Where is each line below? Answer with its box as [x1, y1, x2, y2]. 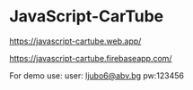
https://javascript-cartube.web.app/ [9, 36, 142, 46]
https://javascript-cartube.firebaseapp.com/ [9, 53, 172, 63]
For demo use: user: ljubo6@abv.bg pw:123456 [9, 70, 185, 81]
